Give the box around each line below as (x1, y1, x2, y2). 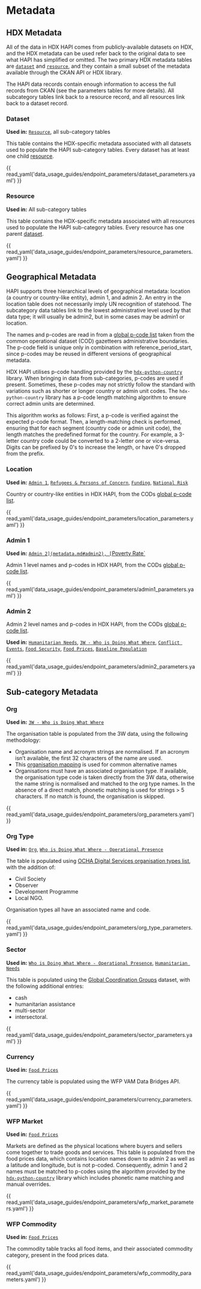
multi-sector (14, 1006, 46, 1014)
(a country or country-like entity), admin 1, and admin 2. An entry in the (6, 294, 182, 301)
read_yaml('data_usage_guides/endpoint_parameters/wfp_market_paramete (6, 1198, 194, 1206)
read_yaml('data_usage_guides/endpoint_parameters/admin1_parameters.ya (6, 586, 194, 593)
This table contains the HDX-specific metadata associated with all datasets (6, 140, 192, 147)
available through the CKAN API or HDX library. (6, 69, 122, 76)
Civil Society (14, 876, 46, 883)
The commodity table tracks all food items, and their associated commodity (6, 1245, 193, 1252)
